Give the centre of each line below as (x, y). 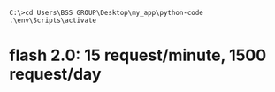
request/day (55, 74)
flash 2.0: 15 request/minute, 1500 (138, 55)
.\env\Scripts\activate (53, 20)
